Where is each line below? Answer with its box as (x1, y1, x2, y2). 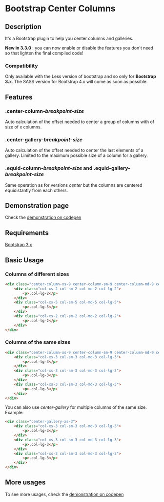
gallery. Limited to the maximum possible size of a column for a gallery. (5, 152, 148, 158)
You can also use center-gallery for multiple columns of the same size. (5, 404, 147, 410)
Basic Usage (5, 256, 44, 264)
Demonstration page (5, 201, 69, 210)
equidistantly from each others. (5, 187, 68, 193)
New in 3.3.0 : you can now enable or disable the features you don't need (5, 45, 154, 50)
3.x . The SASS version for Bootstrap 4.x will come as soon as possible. (5, 79, 148, 85)
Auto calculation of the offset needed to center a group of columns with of (5, 119, 155, 125)
